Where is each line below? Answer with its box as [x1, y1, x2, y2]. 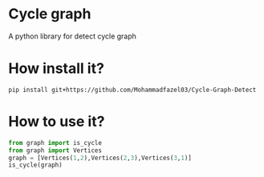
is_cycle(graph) [8, 161, 63, 169]
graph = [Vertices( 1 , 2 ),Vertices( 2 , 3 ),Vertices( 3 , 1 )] [8, 154, 193, 162]
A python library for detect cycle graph [8, 31, 136, 41]
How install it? [8, 59, 104, 78]
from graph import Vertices [8, 146, 103, 155]
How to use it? [8, 113, 105, 131]
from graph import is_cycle [8, 139, 103, 147]
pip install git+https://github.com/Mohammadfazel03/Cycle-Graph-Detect [8, 86, 257, 94]
